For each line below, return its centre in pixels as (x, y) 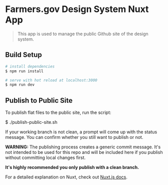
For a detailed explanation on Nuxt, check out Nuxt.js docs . (66, 177)
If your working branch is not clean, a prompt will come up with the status (81, 132)
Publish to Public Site (39, 101)
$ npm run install (24, 71)
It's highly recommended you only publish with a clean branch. (72, 167)
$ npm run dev (20, 85)
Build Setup (24, 55)
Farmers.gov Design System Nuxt (77, 9)
